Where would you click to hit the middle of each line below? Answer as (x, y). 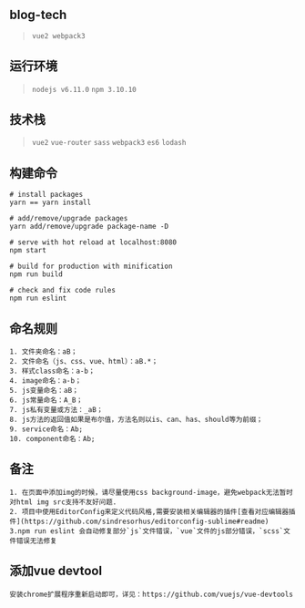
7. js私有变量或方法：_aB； (56, 410)
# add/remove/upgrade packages (69, 219)
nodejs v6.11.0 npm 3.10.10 (84, 89)
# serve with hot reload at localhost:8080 (93, 242)
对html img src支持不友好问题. (63, 502)
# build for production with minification (91, 267)
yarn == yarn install (51, 203)
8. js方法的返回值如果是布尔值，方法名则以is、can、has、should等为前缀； (137, 420)
